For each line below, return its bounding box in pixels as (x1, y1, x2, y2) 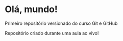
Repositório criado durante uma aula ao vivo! (5, 30, 99, 36)
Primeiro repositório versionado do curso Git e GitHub (5, 20, 118, 26)
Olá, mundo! (5, 4, 58, 15)
